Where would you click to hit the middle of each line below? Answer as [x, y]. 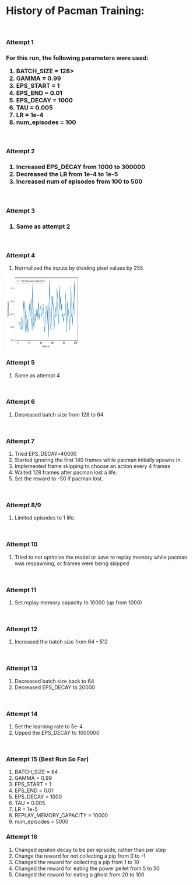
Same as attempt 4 [37, 375]
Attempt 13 [22, 668]
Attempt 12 [22, 629]
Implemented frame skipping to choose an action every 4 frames [92, 466]
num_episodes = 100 [46, 122]
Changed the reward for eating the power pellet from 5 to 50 [87, 868]
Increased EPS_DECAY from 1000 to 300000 [81, 167]
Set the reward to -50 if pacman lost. [59, 479]
